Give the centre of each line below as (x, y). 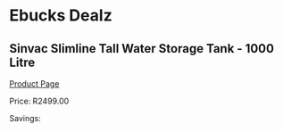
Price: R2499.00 (39, 101)
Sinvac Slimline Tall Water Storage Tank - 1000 (142, 49)
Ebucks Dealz (61, 16)
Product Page (34, 84)
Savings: (25, 118)
